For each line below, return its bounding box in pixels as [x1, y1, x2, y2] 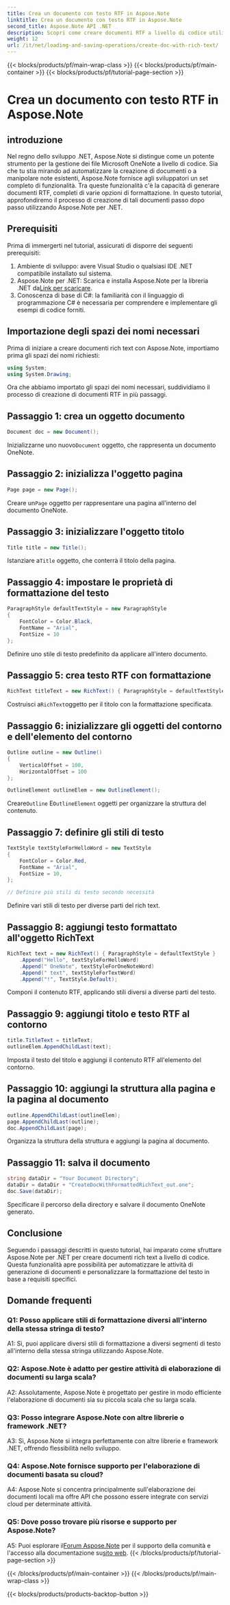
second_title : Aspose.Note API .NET [7, 23, 112, 30]
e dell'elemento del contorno [7, 730, 132, 742]
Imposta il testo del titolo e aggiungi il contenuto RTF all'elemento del [7, 1055, 202, 1064]
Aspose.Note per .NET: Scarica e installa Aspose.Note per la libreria [16, 276, 209, 285]
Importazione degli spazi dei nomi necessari [7, 325, 200, 337]
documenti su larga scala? [7, 1372, 97, 1382]
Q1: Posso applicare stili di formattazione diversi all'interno [7, 1315, 207, 1325]
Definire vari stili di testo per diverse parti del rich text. [7, 901, 161, 910]
